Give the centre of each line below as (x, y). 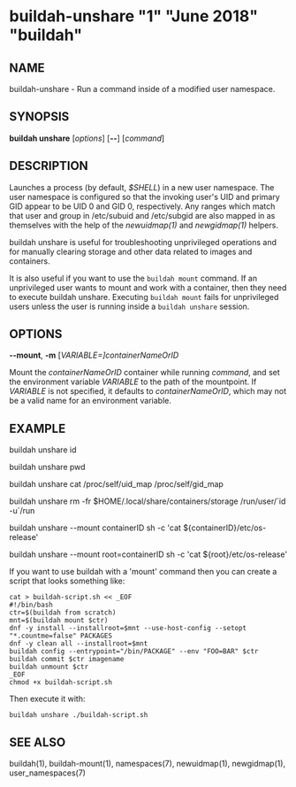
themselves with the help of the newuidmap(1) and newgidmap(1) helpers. (144, 225)
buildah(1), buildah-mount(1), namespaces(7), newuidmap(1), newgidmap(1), (147, 764)
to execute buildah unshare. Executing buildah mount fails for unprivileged (144, 297)
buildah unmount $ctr (49, 667)
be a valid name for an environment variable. (91, 401)
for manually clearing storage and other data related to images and (131, 251)
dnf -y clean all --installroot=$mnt (79, 644)
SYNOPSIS (39, 117)
